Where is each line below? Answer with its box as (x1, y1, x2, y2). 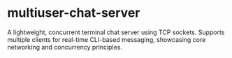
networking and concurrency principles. (7, 43, 122, 51)
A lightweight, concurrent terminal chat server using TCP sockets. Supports (7, 28, 225, 36)
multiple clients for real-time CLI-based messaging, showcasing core (7, 35, 206, 43)
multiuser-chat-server (7, 5, 140, 21)
